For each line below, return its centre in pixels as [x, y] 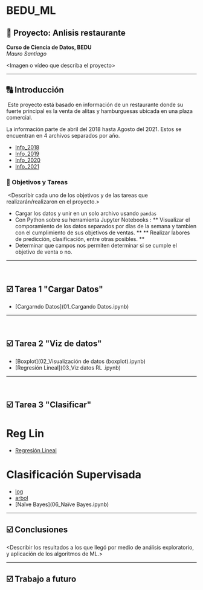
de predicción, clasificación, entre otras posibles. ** [80, 239]
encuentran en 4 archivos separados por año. [63, 135]
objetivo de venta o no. [43, 252]
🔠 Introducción [35, 90]
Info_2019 [27, 153]
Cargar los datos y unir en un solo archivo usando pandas [86, 213]
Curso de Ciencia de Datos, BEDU [49, 47]
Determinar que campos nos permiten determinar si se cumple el [96, 246]
